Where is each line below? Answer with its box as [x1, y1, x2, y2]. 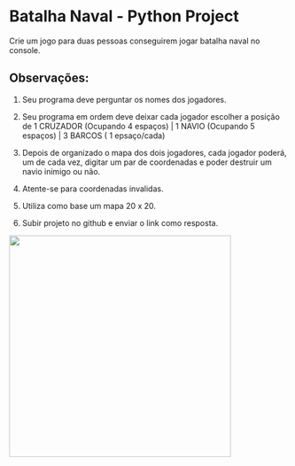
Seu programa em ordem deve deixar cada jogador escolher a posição [21, 111, 281, 121]
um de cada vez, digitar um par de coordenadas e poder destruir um [21, 157, 273, 167]
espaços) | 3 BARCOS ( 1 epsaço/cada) [21, 130, 166, 141]
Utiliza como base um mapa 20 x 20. [21, 200, 157, 211]
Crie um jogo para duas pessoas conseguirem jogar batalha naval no [9, 35, 260, 46]
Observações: [9, 71, 89, 86]
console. [9, 44, 42, 55]
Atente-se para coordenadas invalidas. [21, 183, 164, 194]
